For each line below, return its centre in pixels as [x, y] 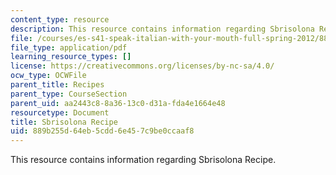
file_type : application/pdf [69, 47]
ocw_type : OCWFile [48, 76]
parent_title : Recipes [57, 85]
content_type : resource [60, 19]
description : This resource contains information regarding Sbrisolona [162, 29]
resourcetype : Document [60, 112]
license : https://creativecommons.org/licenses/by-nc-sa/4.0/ [142, 66]
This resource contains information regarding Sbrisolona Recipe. [143, 160]
